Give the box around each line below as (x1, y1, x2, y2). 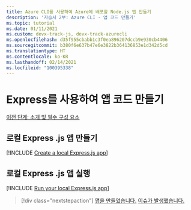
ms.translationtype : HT (6, 48, 66, 54)
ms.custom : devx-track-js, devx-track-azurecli (6, 31, 128, 37)
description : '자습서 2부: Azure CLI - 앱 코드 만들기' (6, 14, 136, 20)
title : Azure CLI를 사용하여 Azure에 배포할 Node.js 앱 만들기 (6, 8, 151, 15)
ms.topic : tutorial (6, 20, 55, 26)
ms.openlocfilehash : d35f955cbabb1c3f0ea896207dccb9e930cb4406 (6, 37, 168, 43)
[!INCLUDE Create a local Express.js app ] (6, 149, 108, 156)
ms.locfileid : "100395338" (6, 64, 74, 71)
